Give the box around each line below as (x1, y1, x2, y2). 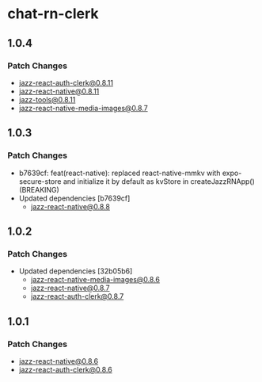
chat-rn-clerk (7, 5, 100, 23)
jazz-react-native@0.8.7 (30, 283, 110, 293)
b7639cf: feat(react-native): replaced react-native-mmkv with (18, 168, 221, 178)
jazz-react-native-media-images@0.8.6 (30, 275, 160, 285)
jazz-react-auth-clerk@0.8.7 (30, 292, 124, 301)
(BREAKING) (18, 185, 60, 194)
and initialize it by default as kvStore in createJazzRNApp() (63, 176, 255, 186)
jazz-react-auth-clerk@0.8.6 (18, 365, 112, 374)
